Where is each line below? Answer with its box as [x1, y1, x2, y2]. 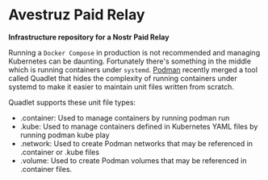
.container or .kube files [19, 147, 99, 157]
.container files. [19, 164, 73, 174]
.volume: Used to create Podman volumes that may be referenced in [19, 155, 248, 166]
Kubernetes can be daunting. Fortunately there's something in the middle [8, 56, 252, 66]
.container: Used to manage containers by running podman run [19, 112, 230, 122]
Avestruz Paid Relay [8, 6, 145, 24]
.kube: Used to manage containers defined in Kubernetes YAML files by [19, 121, 258, 131]
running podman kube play [19, 130, 111, 140]
